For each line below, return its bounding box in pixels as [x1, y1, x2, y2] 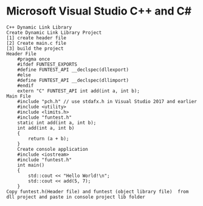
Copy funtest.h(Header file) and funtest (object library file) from [6, 188, 189, 194]
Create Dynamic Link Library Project [6, 29, 102, 36]
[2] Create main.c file [6, 40, 67, 46]
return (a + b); [28, 135, 69, 142]
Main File [6, 93, 32, 99]
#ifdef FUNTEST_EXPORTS [17, 61, 78, 67]
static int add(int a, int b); [17, 119, 97, 125]
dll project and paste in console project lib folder [6, 194, 146, 200]
